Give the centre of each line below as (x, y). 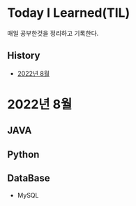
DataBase (29, 178)
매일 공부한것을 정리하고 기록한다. (53, 33)
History (24, 56)
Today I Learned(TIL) (69, 13)
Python (23, 154)
